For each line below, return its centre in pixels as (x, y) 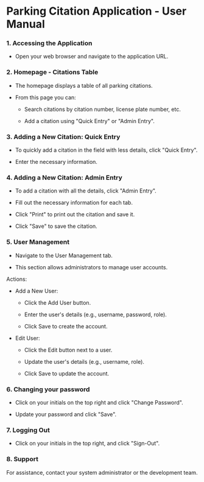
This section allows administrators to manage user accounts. (91, 267)
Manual (26, 24)
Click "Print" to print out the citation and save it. (75, 214)
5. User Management (38, 242)
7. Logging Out (28, 430)
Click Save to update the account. (67, 374)
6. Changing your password (48, 389)
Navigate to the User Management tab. (64, 255)
